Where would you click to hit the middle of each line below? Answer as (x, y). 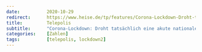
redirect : (19, 17)
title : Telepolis (38, 23)
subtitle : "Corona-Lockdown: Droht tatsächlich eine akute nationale (102, 28)
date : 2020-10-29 (40, 12)
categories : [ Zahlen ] (37, 34)
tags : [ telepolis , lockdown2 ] (56, 39)
